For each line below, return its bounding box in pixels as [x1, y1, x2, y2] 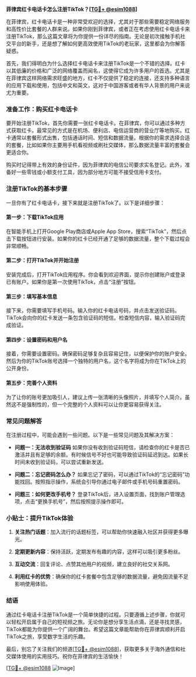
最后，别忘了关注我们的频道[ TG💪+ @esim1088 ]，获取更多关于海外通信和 [6, 645, 181, 652]
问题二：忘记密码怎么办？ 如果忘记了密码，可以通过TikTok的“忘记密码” [14, 471, 185, 478]
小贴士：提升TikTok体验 [6, 514, 73, 522]
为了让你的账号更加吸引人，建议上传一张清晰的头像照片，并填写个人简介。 [6, 394, 185, 401]
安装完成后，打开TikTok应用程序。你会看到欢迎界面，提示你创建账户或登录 [6, 271, 185, 278]
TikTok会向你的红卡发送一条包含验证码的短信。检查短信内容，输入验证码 [6, 314, 181, 322]
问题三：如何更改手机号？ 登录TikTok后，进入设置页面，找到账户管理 [14, 490, 181, 497]
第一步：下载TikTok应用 [6, 214, 64, 221]
